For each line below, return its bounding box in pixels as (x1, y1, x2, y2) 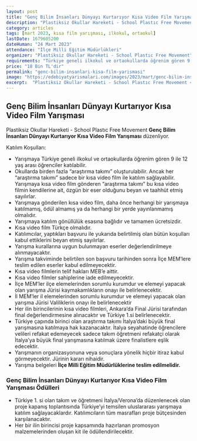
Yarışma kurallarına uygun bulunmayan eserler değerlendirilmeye (14, 242, 172, 250)
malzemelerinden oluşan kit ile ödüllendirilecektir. (14, 428, 134, 435)
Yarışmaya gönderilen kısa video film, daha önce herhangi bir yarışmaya (14, 199, 189, 206)
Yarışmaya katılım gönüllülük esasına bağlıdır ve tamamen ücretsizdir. (14, 218, 182, 225)
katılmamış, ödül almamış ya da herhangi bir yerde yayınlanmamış (14, 205, 174, 212)
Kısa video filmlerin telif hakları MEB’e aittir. (14, 268, 119, 275)
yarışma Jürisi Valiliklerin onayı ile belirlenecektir (14, 299, 132, 306)
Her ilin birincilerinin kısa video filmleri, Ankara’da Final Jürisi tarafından (14, 305, 188, 312)
